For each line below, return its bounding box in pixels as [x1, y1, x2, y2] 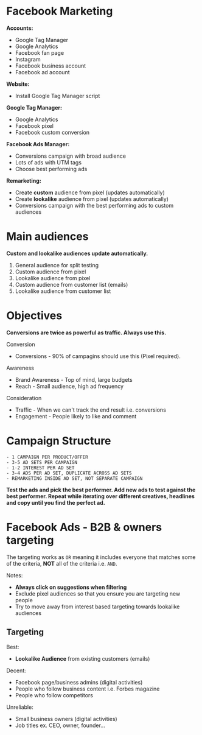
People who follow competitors [15, 691, 93, 698]
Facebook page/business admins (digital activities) [15, 678, 143, 686]
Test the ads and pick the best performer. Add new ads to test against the [6, 486, 196, 493]
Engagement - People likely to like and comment [15, 412, 137, 420]
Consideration [6, 394, 42, 401]
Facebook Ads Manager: [6, 140, 70, 147]
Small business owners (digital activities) [15, 715, 117, 722]
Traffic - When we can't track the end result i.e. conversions [15, 406, 166, 413]
